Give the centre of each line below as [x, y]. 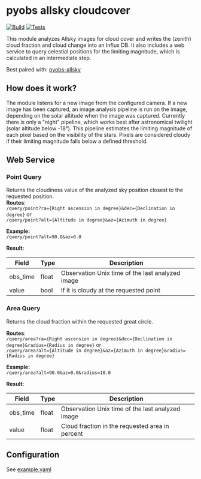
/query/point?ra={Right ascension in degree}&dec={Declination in [91, 209]
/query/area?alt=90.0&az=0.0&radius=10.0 [59, 373]
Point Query [24, 177]
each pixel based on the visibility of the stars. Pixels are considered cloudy [98, 134]
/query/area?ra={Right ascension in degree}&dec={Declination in [89, 339]
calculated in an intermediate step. [49, 58]
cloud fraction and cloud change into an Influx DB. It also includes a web [95, 45]
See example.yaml [29, 469]
